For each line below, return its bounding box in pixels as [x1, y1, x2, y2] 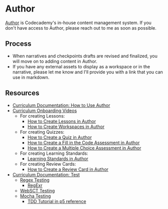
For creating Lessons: [20, 113, 65, 119]
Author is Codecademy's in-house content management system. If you [5, 20, 152, 26]
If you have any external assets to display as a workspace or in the [12, 63, 150, 69]
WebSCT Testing [20, 187, 55, 193]
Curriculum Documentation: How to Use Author [12, 102, 110, 108]
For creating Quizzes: [20, 129, 65, 135]
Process [5, 40, 32, 48]
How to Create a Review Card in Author [27, 166, 109, 172]
